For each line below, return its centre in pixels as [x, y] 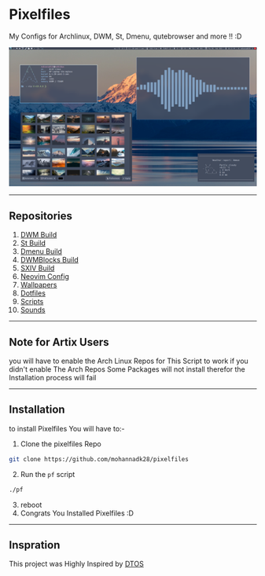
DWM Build [39, 235]
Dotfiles [33, 293]
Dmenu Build [41, 251]
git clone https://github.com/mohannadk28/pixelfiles [99, 459]
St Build [33, 243]
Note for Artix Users [59, 342]
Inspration [35, 545]
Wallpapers [39, 285]
